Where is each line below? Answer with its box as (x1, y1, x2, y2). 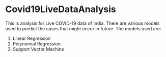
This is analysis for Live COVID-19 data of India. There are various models (5, 20, 160, 26)
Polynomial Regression (12, 40, 61, 46)
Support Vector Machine (12, 46, 65, 52)
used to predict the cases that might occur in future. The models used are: (5, 25, 161, 31)
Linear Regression (12, 35, 51, 41)
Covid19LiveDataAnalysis (5, 4, 116, 15)
